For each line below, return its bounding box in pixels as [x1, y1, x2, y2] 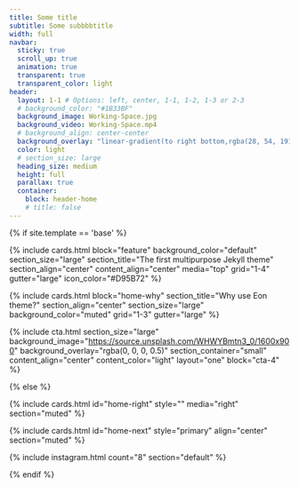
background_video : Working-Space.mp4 [17, 121, 158, 130]
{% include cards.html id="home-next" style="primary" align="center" [9, 425, 269, 435]
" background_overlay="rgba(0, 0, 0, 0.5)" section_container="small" [13, 345, 267, 355]
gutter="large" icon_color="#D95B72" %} [9, 273, 162, 283]
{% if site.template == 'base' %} [9, 228, 127, 238]
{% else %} [9, 381, 52, 392]
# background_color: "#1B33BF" [17, 104, 133, 113]
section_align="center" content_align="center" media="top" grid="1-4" [9, 263, 270, 274]
